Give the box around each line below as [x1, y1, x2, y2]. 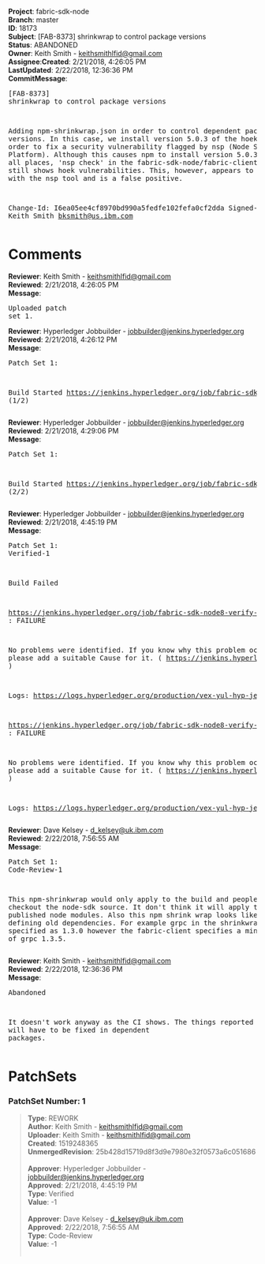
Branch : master [8, 15, 59, 24]
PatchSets [8, 1067, 77, 1086]
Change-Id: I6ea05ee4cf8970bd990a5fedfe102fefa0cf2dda [8, 204, 225, 212]
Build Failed [8, 578, 59, 587]
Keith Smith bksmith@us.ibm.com [8, 212, 133, 220]
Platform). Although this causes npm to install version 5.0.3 [8, 150, 258, 159]
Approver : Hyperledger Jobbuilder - [27, 1164, 147, 1173]
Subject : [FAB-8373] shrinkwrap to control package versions [8, 32, 207, 41]
